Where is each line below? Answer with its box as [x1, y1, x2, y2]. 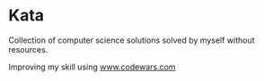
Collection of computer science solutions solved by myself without [8, 35, 255, 45]
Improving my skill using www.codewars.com [8, 61, 176, 72]
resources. [8, 44, 48, 54]
